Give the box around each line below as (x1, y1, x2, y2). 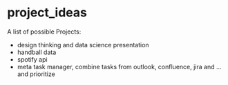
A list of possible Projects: (7, 27, 82, 36)
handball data (17, 48, 57, 56)
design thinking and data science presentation (17, 40, 150, 49)
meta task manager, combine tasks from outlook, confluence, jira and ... (17, 62, 222, 71)
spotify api (17, 55, 48, 63)
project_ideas (7, 5, 88, 21)
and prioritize (17, 70, 55, 78)
